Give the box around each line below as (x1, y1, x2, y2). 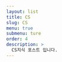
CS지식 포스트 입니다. (11, 47, 58, 53)
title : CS (6, 14, 31, 20)
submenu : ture (6, 31, 42, 37)
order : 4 (6, 36, 28, 42)
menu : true (6, 25, 33, 31)
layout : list (6, 8, 39, 15)
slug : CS (6, 19, 28, 25)
